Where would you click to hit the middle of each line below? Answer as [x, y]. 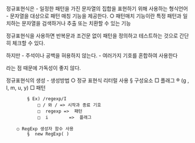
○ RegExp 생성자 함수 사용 [45, 129]
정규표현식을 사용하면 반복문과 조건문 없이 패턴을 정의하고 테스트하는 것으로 [92, 36]
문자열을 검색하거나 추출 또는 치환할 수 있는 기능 [76, 23]
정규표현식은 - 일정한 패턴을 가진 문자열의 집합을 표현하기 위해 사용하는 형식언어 [97, 8]
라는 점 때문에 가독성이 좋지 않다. [44, 68]
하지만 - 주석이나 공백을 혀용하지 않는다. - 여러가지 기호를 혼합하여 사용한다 [92, 55]
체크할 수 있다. [29, 43]
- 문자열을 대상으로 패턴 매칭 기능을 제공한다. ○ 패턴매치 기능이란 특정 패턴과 [94, 16]
